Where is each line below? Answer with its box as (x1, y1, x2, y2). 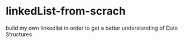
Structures (5, 30, 32, 38)
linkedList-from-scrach (5, 4, 126, 18)
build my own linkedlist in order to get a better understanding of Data (5, 24, 179, 31)
